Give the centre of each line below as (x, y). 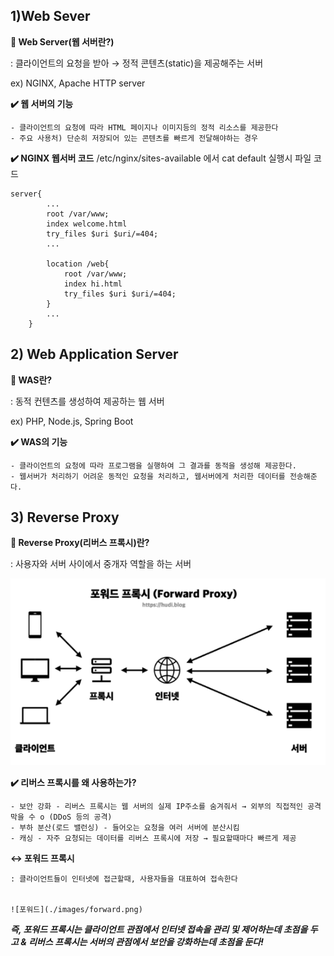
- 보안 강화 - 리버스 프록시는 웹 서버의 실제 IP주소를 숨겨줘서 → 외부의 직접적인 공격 (166, 806)
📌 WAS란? (31, 380)
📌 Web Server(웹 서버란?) (62, 41)
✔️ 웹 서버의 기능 (42, 103)
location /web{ (78, 264)
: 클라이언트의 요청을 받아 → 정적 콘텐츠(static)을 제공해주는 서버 (137, 63)
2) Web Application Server (94, 354)
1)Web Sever (50, 16)
